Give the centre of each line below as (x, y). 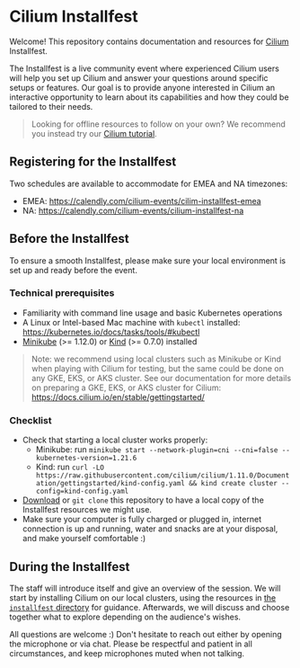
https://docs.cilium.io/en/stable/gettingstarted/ (118, 396)
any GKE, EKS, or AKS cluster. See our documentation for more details (161, 378)
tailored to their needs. (51, 106)
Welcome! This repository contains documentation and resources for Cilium (149, 41)
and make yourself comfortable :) (84, 539)
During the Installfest (70, 567)
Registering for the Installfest (93, 162)
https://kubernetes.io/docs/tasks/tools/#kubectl (111, 332)
